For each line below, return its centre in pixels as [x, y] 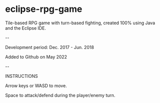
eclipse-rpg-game [44, 9]
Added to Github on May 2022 [36, 57]
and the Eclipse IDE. [26, 28]
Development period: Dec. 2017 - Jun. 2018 [50, 47]
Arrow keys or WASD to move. [36, 86]
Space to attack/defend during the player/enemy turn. [60, 95]
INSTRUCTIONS [22, 76]
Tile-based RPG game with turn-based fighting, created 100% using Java [80, 23]
